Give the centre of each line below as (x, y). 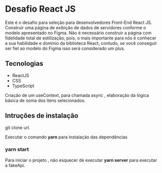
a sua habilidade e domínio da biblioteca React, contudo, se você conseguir (81, 43)
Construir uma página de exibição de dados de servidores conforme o (76, 27)
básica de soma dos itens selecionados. (45, 100)
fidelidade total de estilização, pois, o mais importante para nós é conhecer (81, 38)
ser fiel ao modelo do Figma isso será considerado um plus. (65, 48)
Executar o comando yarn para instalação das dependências (66, 137)
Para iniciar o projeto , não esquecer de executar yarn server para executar (81, 160)
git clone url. (18, 127)
